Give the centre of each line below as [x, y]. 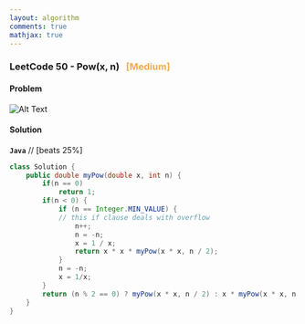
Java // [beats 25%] [46, 150]
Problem [26, 89]
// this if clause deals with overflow [134, 217]
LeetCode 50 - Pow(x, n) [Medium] [90, 67]
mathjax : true [37, 35]
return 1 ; [77, 193]
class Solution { [42, 167]
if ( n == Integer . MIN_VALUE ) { [118, 209]
